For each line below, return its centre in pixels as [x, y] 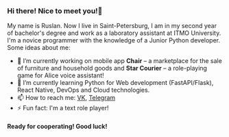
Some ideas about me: [39, 48]
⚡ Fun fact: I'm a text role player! [63, 108]
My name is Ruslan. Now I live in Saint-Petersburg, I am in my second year [112, 26]
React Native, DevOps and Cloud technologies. [83, 90]
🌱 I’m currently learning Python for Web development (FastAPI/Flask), [115, 83]
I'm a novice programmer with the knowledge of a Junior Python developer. [114, 40]
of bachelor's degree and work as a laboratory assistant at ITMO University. [114, 33]
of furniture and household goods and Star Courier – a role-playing [112, 68]
